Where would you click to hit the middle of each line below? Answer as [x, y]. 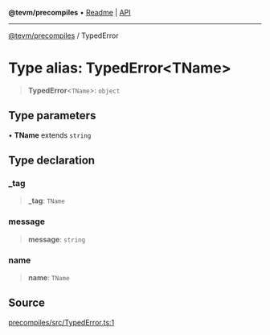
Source [27, 303]
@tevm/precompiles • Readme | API [70, 12]
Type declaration [51, 161]
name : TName [49, 278]
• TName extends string [50, 135]
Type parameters [52, 116]
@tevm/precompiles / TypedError [63, 35]
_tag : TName [47, 201]
